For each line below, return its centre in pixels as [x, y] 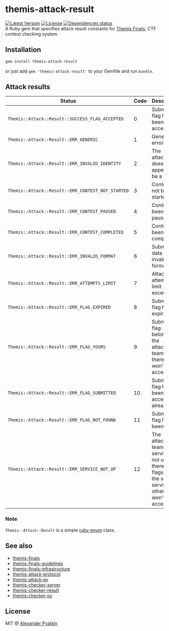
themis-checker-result [36, 590]
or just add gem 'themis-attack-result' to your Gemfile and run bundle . [79, 71]
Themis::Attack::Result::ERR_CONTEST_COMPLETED [66, 232]
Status [68, 101]
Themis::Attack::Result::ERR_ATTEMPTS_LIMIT [62, 283]
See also [19, 546]
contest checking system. [32, 34]
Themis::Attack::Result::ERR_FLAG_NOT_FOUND [62, 420]
